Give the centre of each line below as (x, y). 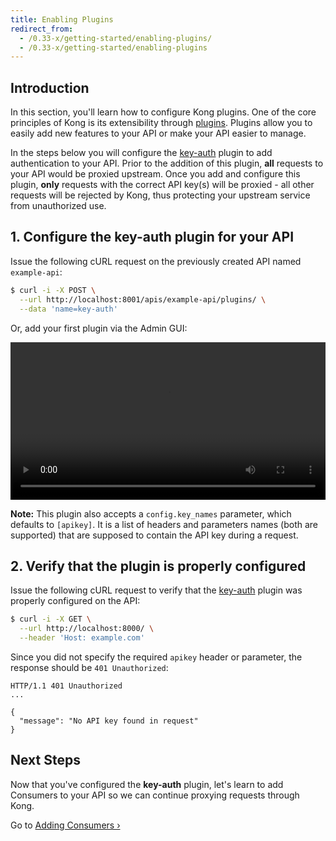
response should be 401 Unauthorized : (89, 667)
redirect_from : (42, 29)
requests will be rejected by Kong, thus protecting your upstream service (160, 195)
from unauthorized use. (58, 206)
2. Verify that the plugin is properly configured (158, 566)
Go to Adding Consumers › (65, 825)
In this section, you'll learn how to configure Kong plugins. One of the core (163, 112)
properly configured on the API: (75, 601)
